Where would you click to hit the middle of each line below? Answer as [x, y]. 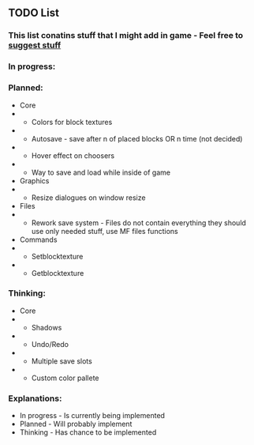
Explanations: [35, 398]
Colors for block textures [72, 122]
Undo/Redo [50, 344]
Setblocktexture [57, 256]
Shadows [47, 327]
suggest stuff [35, 45]
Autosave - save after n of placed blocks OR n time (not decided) [137, 138]
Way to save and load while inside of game [101, 172]
